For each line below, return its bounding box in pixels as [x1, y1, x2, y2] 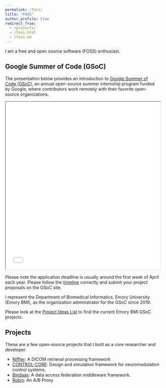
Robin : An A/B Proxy [12, 377, 54, 383]
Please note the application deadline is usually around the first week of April [5, 274, 159, 280]
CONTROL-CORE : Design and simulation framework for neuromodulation [12, 361, 160, 367]
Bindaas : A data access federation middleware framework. [12, 372, 131, 378]
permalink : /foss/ [5, 7, 43, 12]
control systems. [12, 366, 46, 372]
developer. [5, 347, 27, 353]
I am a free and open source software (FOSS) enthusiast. [5, 48, 120, 54]
